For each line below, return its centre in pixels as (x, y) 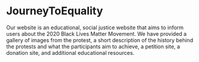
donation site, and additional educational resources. (70, 52)
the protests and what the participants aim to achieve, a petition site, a (93, 46)
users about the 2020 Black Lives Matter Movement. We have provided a (96, 33)
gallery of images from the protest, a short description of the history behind (100, 40)
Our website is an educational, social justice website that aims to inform (95, 27)
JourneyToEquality (55, 11)
